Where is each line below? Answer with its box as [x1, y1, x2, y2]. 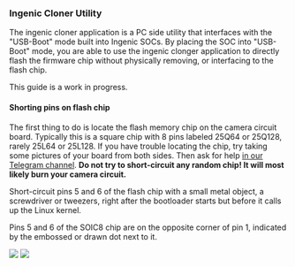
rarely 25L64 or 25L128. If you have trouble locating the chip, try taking [9, 141, 268, 151]
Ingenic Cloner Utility [9, 7, 102, 19]
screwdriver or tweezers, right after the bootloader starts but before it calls [9, 195, 282, 206]
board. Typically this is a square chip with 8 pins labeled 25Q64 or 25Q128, [9, 131, 283, 141]
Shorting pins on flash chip [9, 102, 110, 112]
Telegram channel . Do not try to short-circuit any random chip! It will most [9, 159, 284, 170]
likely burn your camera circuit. [9, 169, 126, 179]
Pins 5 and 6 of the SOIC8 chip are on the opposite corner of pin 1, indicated [9, 222, 287, 233]
